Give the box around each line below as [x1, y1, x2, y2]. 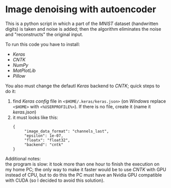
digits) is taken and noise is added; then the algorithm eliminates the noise [5, 26, 162, 32]
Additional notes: [5, 155, 41, 161]
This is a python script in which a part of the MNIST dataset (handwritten [5, 20, 159, 27]
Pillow [12, 73, 26, 79]
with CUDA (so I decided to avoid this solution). [5, 177, 105, 183]
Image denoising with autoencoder [5, 4, 157, 15]
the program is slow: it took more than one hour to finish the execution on [5, 161, 160, 167]
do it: [5, 88, 16, 94]
